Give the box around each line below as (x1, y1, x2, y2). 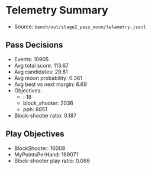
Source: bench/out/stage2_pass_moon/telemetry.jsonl (14, 23, 146, 30)
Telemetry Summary (5, 4, 109, 17)
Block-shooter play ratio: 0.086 (14, 157, 90, 164)
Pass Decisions (5, 40, 63, 50)
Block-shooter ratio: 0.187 (14, 112, 77, 119)
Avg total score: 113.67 (14, 62, 69, 69)
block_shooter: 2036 (22, 99, 74, 106)
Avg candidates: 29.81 (14, 68, 69, 75)
